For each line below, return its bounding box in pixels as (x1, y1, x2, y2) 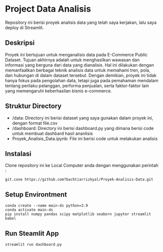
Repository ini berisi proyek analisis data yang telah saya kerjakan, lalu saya (5, 19, 157, 25)
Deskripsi (5, 39, 35, 47)
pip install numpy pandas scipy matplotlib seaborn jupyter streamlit (5, 212, 151, 217)
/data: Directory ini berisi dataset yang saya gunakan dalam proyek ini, (12, 115, 153, 121)
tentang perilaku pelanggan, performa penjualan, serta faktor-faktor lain (5, 83, 149, 89)
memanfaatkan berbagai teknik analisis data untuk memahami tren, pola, (5, 67, 151, 73)
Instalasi (5, 149, 32, 158)
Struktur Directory (5, 102, 62, 110)
